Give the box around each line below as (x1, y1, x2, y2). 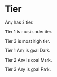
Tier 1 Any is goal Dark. (5, 47, 51, 53)
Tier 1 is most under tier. (5, 29, 53, 34)
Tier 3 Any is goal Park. (5, 66, 51, 72)
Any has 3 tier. (5, 19, 34, 25)
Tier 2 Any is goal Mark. (5, 57, 52, 62)
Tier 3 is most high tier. (5, 38, 50, 44)
